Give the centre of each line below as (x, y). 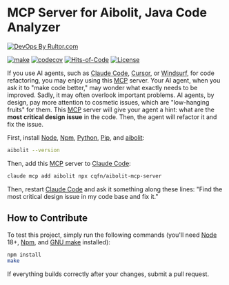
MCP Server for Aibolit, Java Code (107, 13)
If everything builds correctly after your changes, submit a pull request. (108, 274)
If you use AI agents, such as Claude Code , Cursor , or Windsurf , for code (111, 73)
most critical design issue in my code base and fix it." (83, 196)
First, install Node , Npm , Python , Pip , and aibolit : (76, 137)
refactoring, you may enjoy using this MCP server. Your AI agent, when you (114, 80)
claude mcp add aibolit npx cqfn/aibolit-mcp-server (84, 176)
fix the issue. (25, 124)
